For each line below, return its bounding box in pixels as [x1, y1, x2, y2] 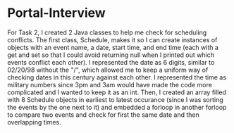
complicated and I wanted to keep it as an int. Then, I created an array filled [7, 88, 227, 96]
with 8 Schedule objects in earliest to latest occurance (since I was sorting [7, 95, 223, 103]
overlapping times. [7, 118, 61, 126]
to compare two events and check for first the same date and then [7, 110, 199, 119]
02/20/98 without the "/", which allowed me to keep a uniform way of [7, 65, 209, 74]
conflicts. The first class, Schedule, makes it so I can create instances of [7, 35, 218, 44]
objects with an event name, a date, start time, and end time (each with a [7, 43, 218, 51]
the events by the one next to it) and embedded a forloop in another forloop [7, 103, 227, 111]
